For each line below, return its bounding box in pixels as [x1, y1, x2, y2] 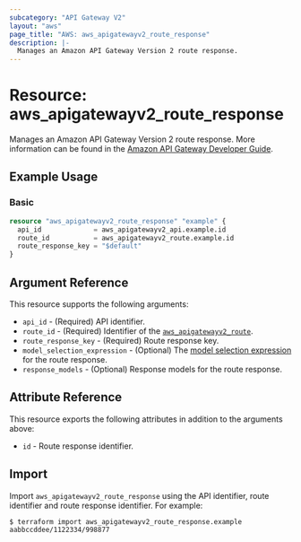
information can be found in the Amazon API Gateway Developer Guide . [9, 144, 273, 154]
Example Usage [9, 170, 99, 185]
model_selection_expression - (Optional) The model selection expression [21, 345, 292, 355]
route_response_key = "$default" [17, 241, 142, 251]
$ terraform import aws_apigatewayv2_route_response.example [9, 517, 243, 526]
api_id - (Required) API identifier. [21, 316, 146, 327]
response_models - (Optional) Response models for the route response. [21, 363, 283, 374]
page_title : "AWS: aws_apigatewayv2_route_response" [9, 30, 211, 39]
